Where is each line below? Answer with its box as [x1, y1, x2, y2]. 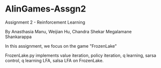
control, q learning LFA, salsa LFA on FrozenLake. [5, 57, 104, 63]
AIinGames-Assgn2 [5, 3, 86, 14]
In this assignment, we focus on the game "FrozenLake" [5, 43, 117, 49]
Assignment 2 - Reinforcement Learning [5, 19, 86, 25]
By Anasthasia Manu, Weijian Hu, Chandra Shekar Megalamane [5, 28, 132, 34]
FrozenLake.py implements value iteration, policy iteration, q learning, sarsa [5, 52, 157, 58]
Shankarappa [5, 34, 32, 40]
